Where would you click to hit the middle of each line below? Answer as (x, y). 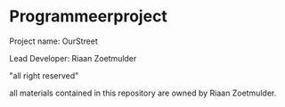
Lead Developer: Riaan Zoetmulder (73, 58)
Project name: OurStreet (53, 41)
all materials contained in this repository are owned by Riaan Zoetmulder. (143, 93)
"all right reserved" (44, 75)
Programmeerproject (88, 16)
